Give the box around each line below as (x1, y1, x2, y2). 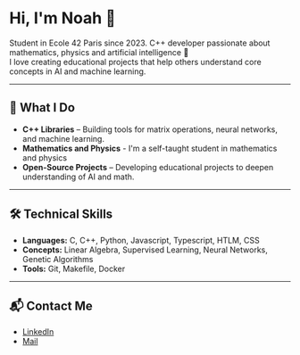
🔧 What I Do (9, 100, 76, 115)
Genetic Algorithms (21, 253, 94, 264)
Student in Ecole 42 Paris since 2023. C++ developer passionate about (9, 37, 271, 48)
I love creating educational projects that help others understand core (9, 56, 262, 67)
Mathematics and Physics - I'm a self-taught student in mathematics (21, 143, 278, 153)
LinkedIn (21, 326, 54, 337)
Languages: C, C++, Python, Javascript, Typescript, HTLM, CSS (21, 235, 261, 245)
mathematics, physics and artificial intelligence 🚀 (9, 46, 189, 57)
